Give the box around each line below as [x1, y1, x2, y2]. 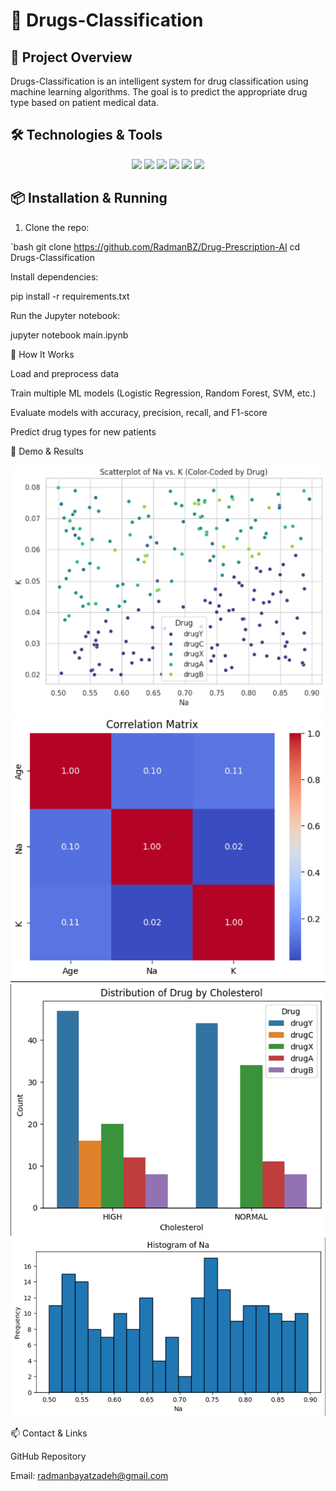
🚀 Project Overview [10, 49, 133, 66]
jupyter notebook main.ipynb [10, 329, 129, 341]
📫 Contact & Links [10, 1427, 88, 1439]
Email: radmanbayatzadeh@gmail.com [10, 1470, 169, 1482]
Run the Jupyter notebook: [10, 309, 121, 321]
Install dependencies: [10, 270, 99, 283]
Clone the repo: [24, 221, 90, 233]
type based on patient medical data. [10, 97, 159, 108]
